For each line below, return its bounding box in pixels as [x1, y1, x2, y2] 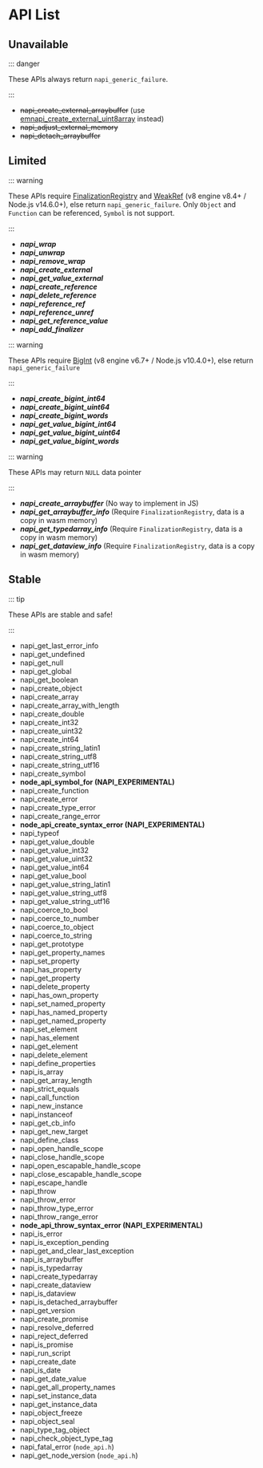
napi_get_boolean [19, 675, 78, 684]
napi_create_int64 [19, 734, 79, 744]
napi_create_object [19, 683, 82, 693]
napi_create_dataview [19, 1279, 92, 1289]
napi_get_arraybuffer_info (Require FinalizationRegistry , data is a [19, 507, 245, 517]
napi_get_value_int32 [19, 845, 90, 855]
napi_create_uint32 [19, 726, 83, 736]
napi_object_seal [19, 1416, 75, 1425]
